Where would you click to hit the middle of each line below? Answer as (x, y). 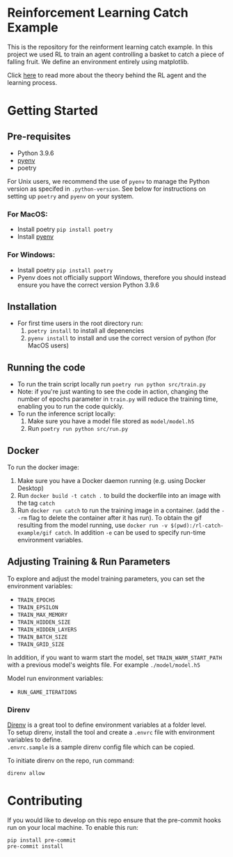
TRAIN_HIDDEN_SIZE (44, 622)
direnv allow (26, 773)
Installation (32, 307)
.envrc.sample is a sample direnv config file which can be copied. (101, 747)
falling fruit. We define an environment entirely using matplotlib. (98, 61)
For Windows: (31, 255)
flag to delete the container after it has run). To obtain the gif (115, 517)
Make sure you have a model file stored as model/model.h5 (111, 421)
